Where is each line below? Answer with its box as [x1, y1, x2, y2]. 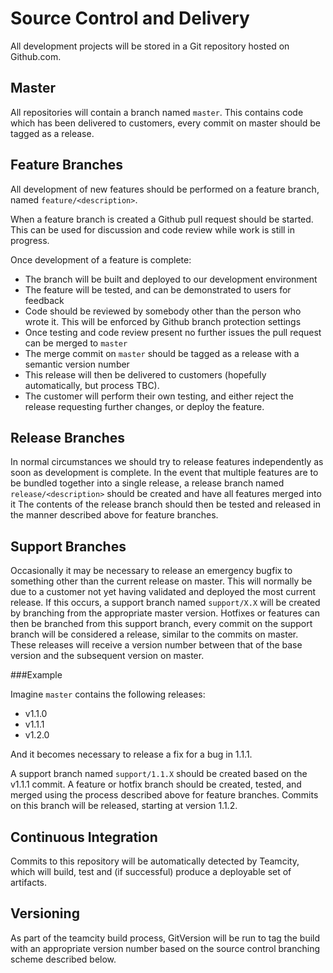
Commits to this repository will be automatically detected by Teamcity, [10, 855, 300, 867]
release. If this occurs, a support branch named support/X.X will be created [10, 597, 321, 609]
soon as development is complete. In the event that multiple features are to [10, 467, 319, 479]
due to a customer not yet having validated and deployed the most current [10, 586, 317, 598]
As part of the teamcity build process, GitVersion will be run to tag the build [10, 932, 321, 944]
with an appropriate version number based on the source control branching [10, 942, 320, 954]
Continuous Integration [10, 828, 158, 846]
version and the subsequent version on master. [10, 650, 205, 662]
